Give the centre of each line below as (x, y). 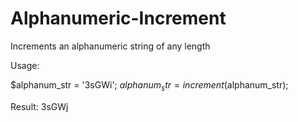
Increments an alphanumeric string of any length (110, 46)
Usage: (25, 65)
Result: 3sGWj (39, 106)
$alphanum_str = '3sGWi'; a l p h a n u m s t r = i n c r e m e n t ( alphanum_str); (149, 85)
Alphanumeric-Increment (118, 18)
